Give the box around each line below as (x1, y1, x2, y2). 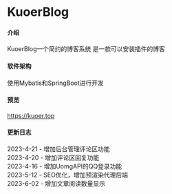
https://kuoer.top (7, 111, 55, 119)
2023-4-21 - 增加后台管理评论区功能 (7, 145, 110, 153)
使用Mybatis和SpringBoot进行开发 (7, 79, 105, 87)
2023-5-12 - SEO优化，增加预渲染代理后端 (7, 171, 129, 179)
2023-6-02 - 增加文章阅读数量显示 (7, 180, 105, 187)
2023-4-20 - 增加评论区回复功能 (7, 153, 100, 162)
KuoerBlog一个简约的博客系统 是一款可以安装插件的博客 (7, 45, 165, 53)
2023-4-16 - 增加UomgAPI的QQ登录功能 (7, 162, 122, 170)
